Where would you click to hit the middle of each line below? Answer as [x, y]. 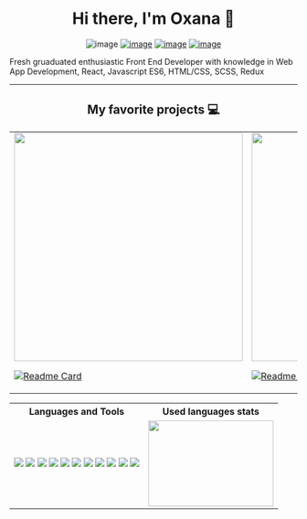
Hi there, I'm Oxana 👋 [153, 19]
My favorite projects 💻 [153, 110]
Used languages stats [211, 412]
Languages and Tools [77, 412]
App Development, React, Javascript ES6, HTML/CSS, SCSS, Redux [137, 71]
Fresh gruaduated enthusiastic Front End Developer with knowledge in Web [152, 61]
